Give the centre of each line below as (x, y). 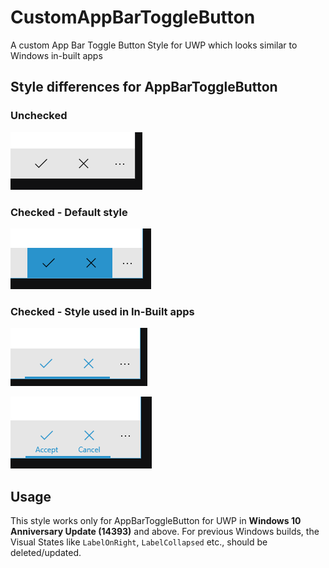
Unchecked (39, 116)
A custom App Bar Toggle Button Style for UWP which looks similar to (154, 45)
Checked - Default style (69, 212)
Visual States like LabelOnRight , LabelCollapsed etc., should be (139, 542)
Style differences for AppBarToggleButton (144, 87)
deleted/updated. (46, 553)
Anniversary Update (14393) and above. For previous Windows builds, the (165, 532)
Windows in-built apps (56, 55)
